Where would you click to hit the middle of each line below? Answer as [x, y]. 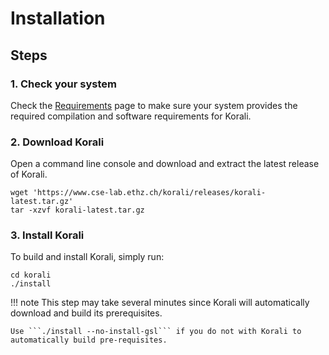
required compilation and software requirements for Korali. [131, 116]
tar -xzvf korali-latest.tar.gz [77, 210]
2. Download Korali [57, 142]
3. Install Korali [47, 235]
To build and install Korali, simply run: [87, 257]
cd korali [31, 275]
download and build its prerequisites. [86, 313]
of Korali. [29, 174]
